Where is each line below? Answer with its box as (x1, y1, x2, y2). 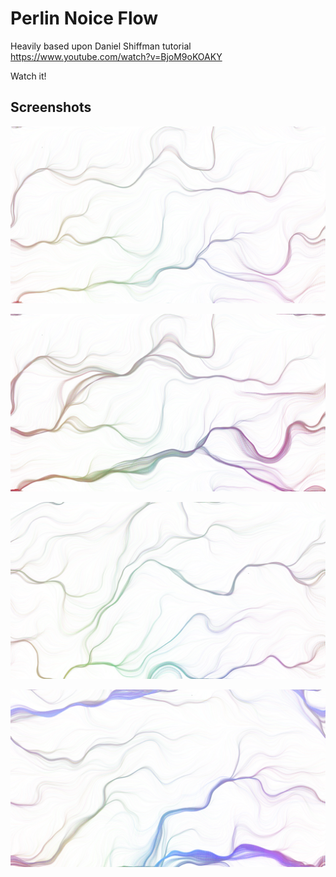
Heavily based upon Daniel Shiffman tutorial (10, 40, 192, 52)
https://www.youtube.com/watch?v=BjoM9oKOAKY (10, 50, 223, 62)
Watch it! (10, 70, 47, 82)
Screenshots (10, 99, 92, 116)
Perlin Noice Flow (10, 7, 159, 30)
